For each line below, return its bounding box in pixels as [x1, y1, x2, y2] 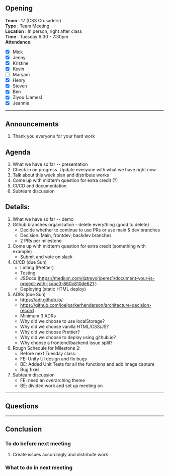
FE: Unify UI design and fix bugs [20, 356, 87, 362]
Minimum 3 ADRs [20, 313, 56, 319]
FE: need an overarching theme [20, 377, 86, 383]
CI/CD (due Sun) [12, 259, 47, 265]
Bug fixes [20, 366, 40, 372]
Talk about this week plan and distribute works [12, 172, 109, 178]
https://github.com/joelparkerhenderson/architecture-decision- [20, 302, 152, 308]
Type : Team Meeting [5, 23, 50, 29]
